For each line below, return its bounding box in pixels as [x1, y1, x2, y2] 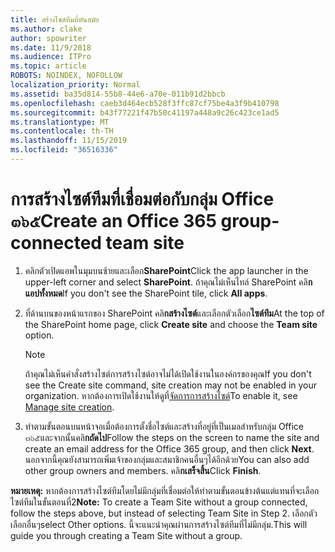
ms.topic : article [10, 61, 87, 71]
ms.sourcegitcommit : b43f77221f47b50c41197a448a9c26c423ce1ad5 [10, 107, 280, 118]
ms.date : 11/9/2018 [10, 42, 92, 53]
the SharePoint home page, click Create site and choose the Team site [24, 318, 318, 330]
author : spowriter [10, 33, 87, 43]
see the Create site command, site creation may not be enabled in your [24, 379, 318, 391]
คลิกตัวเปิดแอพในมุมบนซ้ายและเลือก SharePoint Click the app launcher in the [24, 264, 309, 276]
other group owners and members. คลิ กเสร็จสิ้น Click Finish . [24, 464, 262, 476]
